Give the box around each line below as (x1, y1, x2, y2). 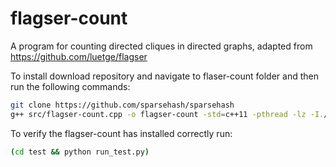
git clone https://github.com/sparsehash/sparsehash (10, 100, 235, 110)
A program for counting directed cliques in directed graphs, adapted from (10, 40, 313, 52)
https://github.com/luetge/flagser (10, 50, 148, 62)
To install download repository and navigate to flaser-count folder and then (10, 70, 320, 82)
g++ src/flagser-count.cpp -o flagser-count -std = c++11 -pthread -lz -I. (10, 109, 325, 119)
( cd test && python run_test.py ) (10, 147, 150, 157)
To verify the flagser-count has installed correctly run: (10, 127, 233, 139)
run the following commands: (10, 80, 131, 92)
